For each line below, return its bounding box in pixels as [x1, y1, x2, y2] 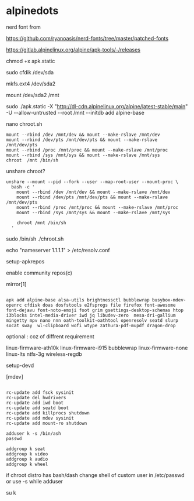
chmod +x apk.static [6, 57, 55, 64]
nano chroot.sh [6, 120, 43, 127]
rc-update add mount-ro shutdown [6, 420, 87, 426]
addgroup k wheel [6, 461, 48, 467]
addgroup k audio [6, 456, 48, 462]
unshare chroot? [6, 167, 45, 174]
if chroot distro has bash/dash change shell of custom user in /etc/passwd [6, 471, 185, 478]
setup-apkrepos [6, 258, 45, 265]
